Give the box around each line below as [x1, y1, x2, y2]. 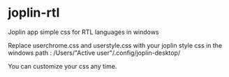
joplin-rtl [8, 5, 60, 21]
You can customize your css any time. [8, 62, 117, 70]
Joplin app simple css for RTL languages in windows [8, 28, 159, 36]
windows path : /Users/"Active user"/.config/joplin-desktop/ [8, 49, 181, 57]
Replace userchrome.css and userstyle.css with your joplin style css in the [8, 41, 223, 49]
